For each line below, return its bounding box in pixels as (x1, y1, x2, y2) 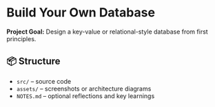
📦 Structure (6, 56, 61, 67)
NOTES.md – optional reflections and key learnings (16, 91, 155, 100)
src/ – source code (16, 77, 72, 85)
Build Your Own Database (6, 5, 156, 21)
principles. (6, 34, 37, 43)
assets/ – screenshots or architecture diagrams (16, 84, 152, 93)
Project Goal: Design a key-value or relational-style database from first (6, 27, 208, 36)
